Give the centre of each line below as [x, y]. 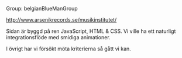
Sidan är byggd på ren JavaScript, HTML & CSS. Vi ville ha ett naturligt [91, 31]
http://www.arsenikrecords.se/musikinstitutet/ [61, 20]
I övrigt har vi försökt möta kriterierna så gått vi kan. [69, 49]
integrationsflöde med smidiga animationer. [58, 37]
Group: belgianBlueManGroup [42, 8]
